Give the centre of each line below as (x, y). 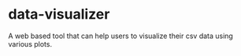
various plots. (30, 44)
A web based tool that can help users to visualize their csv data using (121, 36)
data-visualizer (59, 14)
